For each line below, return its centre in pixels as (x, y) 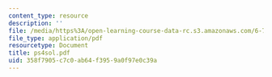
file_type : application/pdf (56, 38)
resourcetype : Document (49, 46)
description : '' (36, 23)
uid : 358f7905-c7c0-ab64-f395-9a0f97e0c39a (83, 61)
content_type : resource (49, 16)
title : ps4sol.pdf (39, 53)
